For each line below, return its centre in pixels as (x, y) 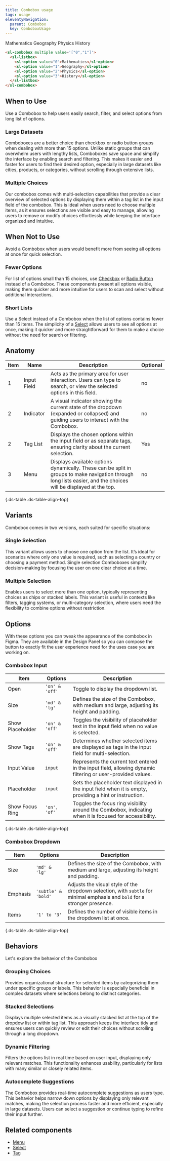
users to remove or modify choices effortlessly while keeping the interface (83, 215)
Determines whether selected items (115, 741)
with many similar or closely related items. (49, 1068)
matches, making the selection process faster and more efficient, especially (84, 1103)
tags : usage (18, 15)
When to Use (26, 101)
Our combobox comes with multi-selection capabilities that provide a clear (83, 194)
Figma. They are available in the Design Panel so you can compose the (79, 642)
